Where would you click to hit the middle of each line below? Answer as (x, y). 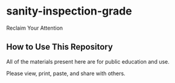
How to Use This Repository (60, 47)
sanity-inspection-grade (69, 11)
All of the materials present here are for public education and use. (88, 61)
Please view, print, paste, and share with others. (66, 73)
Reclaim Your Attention (35, 28)
